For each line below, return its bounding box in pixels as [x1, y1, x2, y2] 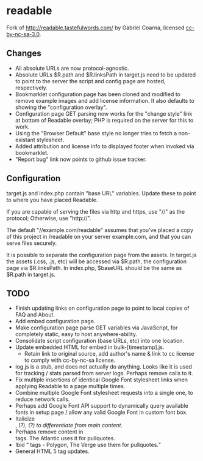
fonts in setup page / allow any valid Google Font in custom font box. [15, 408, 188, 416]
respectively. [15, 84, 48, 91]
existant [15, 136, 35, 143]
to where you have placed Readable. [6, 196, 98, 203]
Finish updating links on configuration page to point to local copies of [15, 304, 190, 312]
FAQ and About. [15, 311, 55, 318]
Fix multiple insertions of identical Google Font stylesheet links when [15, 376, 188, 383]
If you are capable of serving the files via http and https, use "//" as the [6, 208, 185, 215]
